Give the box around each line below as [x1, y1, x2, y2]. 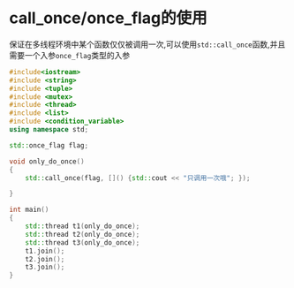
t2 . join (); [25, 254, 65, 263]
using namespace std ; [9, 125, 89, 134]
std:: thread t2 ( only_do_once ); [25, 230, 140, 239]
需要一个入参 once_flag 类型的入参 [9, 49, 131, 60]
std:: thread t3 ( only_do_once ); [25, 238, 140, 247]
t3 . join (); [25, 262, 65, 272]
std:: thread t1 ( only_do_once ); [25, 222, 140, 231]
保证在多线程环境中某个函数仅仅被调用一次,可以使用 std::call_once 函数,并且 [9, 39, 286, 49]
